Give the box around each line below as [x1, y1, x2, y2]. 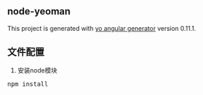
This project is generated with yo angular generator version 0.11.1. [7, 24, 197, 32]
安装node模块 [17, 66, 58, 74]
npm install [7, 80, 48, 88]
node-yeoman [7, 6, 71, 17]
